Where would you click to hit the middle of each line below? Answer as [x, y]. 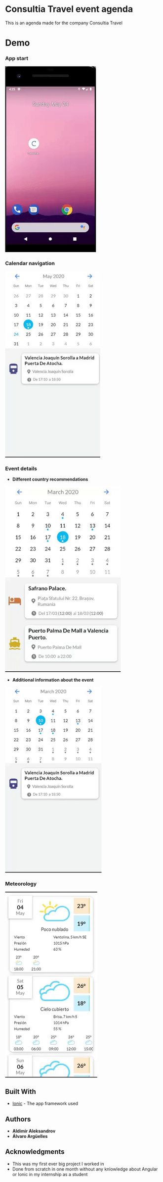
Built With [20, 1092]
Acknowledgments [35, 1152]
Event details [21, 468]
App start [17, 58]
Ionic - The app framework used [45, 1104]
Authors [18, 1119]
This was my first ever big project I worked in [58, 1164]
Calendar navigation [30, 264]
